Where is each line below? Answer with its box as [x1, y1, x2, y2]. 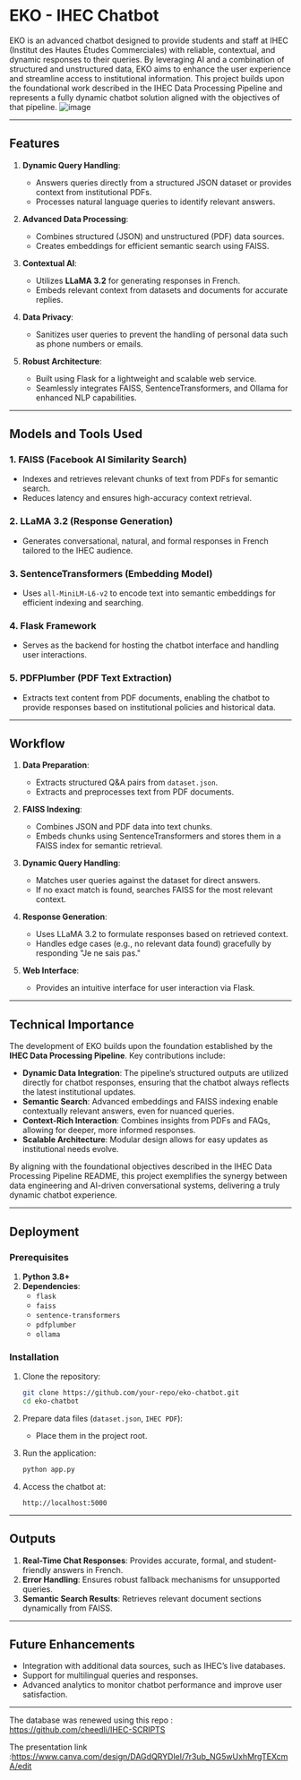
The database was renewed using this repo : [9, 1715, 173, 1725]
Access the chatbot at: [21, 1481, 106, 1492]
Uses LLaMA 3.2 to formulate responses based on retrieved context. [35, 929, 288, 940]
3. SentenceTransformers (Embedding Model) [9, 567, 213, 580]
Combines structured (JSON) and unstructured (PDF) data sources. [35, 230, 285, 242]
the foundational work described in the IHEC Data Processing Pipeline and [9, 82, 283, 93]
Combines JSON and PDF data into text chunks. [35, 821, 213, 832]
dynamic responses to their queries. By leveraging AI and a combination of [9, 54, 285, 64]
